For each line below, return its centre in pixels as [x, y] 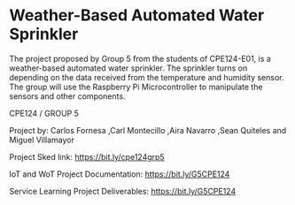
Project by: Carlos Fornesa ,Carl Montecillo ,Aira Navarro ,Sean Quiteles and [148, 130]
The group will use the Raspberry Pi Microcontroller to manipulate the [136, 87]
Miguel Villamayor [42, 140]
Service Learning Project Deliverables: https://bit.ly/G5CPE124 [123, 191]
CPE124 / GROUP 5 [44, 113]
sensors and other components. [67, 96]
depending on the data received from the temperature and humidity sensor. [147, 77]
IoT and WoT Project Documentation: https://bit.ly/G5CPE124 [120, 174]
